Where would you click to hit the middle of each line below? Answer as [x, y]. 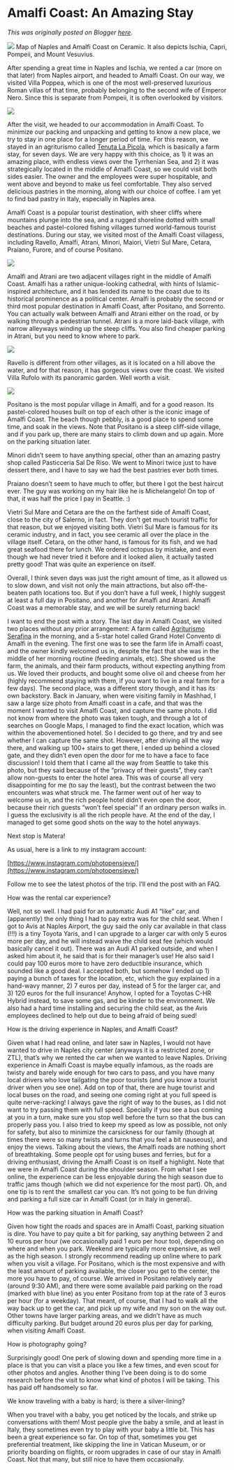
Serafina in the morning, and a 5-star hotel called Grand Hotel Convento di [114, 636]
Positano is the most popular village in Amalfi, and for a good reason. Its [111, 404]
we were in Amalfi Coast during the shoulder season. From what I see [107, 1169]
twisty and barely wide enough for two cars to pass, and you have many [111, 1072]
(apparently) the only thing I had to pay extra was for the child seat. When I [115, 918]
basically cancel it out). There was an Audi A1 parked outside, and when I [112, 948]
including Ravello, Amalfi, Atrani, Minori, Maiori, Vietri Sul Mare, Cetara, [109, 242]
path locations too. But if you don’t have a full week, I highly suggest [127, 592]
